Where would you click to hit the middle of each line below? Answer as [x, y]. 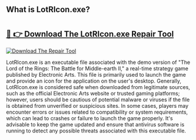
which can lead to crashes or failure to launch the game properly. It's [89, 118]
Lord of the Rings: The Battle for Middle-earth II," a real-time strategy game [97, 69]
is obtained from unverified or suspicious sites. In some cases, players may [97, 106]
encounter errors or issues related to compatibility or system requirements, [97, 112]
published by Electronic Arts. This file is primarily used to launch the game [96, 75]
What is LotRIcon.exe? [48, 10]
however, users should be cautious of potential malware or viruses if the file [98, 100]
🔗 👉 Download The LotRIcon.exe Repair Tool [90, 34]
